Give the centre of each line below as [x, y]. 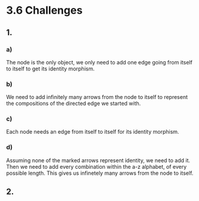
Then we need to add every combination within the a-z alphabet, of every [97, 166]
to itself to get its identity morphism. [50, 69]
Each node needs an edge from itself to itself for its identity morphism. [93, 132]
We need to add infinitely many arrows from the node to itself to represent [97, 97]
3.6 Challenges [44, 10]
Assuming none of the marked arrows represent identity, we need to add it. [98, 160]
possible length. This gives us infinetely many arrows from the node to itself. [100, 173]
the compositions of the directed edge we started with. [74, 103]
